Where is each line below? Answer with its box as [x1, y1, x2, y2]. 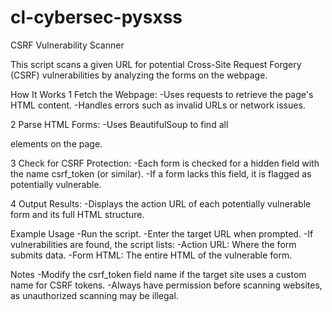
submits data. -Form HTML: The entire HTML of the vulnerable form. [10, 249, 293, 261]
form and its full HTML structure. [10, 208, 145, 220]
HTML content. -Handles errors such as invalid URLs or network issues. [10, 99, 306, 111]
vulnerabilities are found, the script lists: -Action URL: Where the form [10, 238, 297, 250]
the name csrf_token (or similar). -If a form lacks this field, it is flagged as [10, 167, 312, 180]
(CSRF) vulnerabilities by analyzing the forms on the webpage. [10, 69, 268, 81]
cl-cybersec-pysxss [10, 6, 183, 29]
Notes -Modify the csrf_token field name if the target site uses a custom [10, 268, 307, 280]
